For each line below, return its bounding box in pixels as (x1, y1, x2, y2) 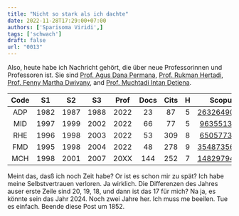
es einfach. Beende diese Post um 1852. (7, 202, 125, 210)
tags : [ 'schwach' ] (7, 30, 62, 38)
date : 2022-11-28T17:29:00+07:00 (7, 17, 107, 24)
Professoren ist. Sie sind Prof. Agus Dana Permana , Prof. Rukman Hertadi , (7, 71, 224, 79)
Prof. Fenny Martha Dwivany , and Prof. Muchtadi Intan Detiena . (7, 78, 192, 86)
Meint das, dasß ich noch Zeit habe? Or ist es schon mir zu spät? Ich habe (7, 172, 224, 180)
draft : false (7, 37, 46, 44)
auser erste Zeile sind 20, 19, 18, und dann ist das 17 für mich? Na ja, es (7, 187, 216, 195)
